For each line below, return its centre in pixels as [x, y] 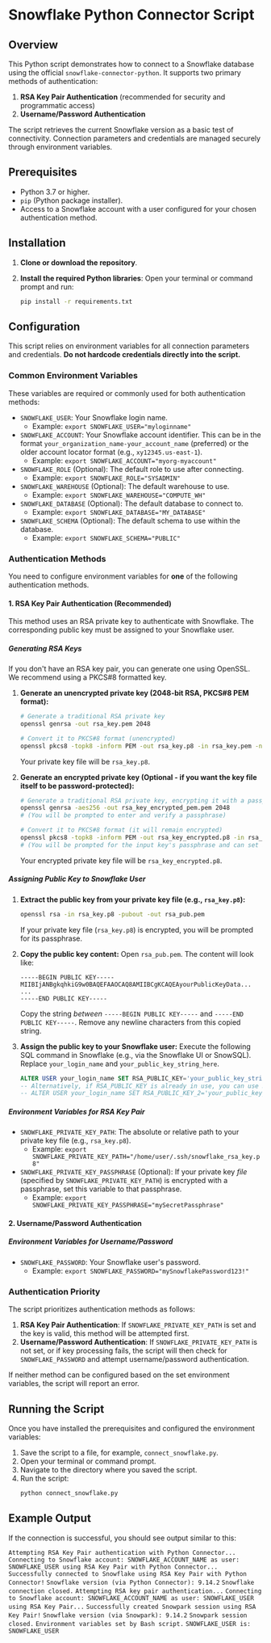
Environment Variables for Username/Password [91, 1241]
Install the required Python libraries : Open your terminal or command [136, 278]
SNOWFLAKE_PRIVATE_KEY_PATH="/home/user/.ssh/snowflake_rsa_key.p [146, 1157]
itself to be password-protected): [77, 786]
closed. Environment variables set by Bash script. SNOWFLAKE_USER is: [130, 1624]
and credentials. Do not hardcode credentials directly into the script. [124, 355]
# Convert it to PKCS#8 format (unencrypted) [98, 738]
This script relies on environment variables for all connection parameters [129, 346]
